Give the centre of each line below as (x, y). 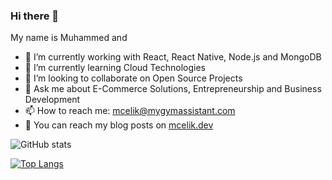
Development (52, 100)
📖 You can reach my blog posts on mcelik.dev (119, 125)
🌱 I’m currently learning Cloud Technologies (115, 68)
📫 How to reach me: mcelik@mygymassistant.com (130, 111)
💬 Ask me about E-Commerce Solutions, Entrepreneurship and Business (173, 89)
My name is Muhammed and (69, 38)
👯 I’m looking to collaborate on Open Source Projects (133, 78)
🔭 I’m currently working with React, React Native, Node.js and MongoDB (173, 57)
